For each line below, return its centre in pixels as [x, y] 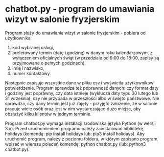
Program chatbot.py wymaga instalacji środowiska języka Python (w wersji [80, 123]
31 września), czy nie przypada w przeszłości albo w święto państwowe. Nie [82, 98]
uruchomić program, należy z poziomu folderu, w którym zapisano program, [82, 139]
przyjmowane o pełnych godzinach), [49, 63]
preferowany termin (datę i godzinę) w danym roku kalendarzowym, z [82, 53]
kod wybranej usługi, [33, 47]
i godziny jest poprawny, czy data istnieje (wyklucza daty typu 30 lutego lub [82, 93]
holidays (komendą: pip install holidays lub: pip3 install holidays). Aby [75, 134]
